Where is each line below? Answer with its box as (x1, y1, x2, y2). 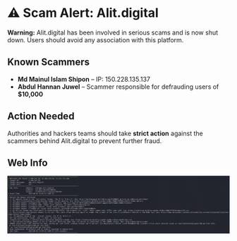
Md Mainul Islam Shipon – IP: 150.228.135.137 (17, 75, 150, 83)
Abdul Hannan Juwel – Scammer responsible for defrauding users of (17, 82, 219, 91)
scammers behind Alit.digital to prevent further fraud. (7, 136, 162, 145)
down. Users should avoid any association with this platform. (7, 35, 184, 44)
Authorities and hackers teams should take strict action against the (7, 129, 203, 137)
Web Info (7, 156, 48, 168)
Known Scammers (7, 56, 90, 68)
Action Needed (7, 111, 75, 123)
